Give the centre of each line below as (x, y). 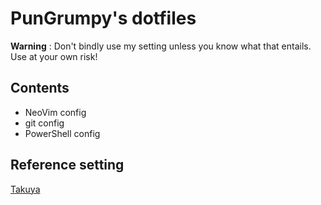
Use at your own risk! (54, 56)
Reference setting (67, 165)
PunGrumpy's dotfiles (103, 18)
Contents (40, 88)
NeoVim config (55, 112)
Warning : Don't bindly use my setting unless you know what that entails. (161, 46)
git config (44, 123)
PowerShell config (62, 133)
